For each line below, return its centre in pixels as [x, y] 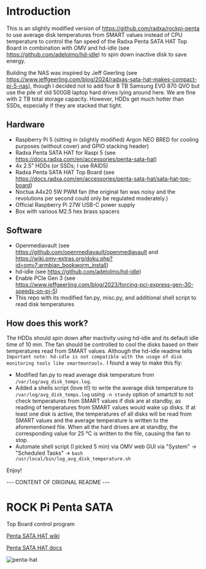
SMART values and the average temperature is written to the [92, 420]
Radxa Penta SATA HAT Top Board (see [65, 172]
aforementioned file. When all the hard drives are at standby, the [96, 427]
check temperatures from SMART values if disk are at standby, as [98, 401]
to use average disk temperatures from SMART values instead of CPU [94, 34]
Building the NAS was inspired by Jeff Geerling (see [72, 72]
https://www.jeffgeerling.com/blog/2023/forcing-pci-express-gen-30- [105, 284]
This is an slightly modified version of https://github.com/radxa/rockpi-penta [103, 28]
